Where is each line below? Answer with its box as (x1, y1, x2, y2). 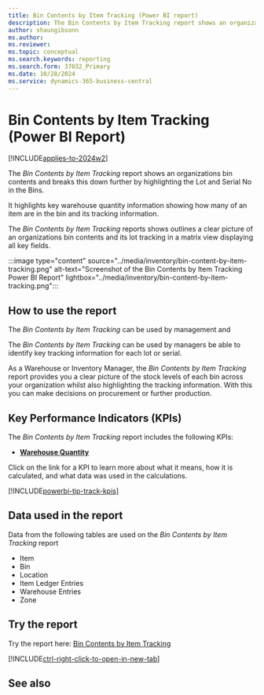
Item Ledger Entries (19, 578, 84, 587)
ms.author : (8, 33, 44, 42)
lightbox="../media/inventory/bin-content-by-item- (65, 273, 229, 283)
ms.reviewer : (8, 41, 51, 49)
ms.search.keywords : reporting (8, 56, 111, 64)
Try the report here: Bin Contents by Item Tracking (8, 638, 171, 648)
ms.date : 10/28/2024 (8, 70, 76, 78)
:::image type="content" (8, 256, 86, 265)
